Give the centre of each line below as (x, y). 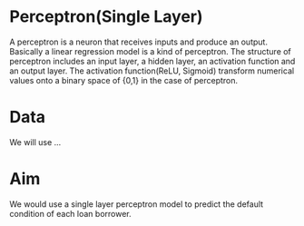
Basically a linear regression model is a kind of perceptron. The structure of (151, 51)
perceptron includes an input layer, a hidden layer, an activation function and (152, 61)
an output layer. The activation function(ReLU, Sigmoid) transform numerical (152, 71)
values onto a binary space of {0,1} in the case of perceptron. (124, 80)
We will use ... (35, 142)
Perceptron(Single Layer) (106, 17)
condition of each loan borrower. (70, 213)
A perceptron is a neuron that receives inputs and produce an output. (138, 42)
